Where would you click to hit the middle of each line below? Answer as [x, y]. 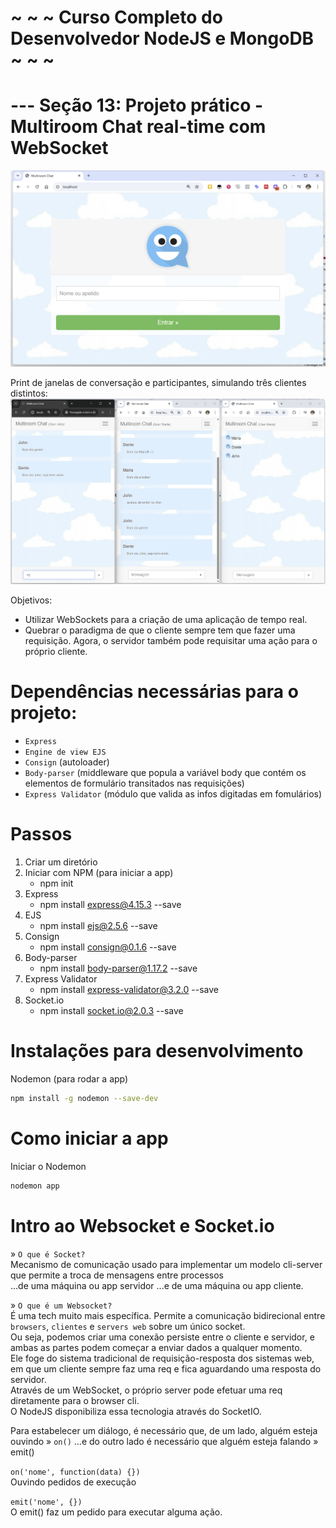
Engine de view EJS [65, 752]
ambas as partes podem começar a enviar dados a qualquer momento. [156, 1347]
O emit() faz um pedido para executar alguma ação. [116, 1512]
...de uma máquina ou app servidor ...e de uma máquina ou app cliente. [157, 1285]
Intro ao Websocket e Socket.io [142, 1225]
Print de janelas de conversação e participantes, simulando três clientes [158, 383]
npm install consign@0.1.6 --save [108, 947]
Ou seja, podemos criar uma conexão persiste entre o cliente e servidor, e [162, 1337]
